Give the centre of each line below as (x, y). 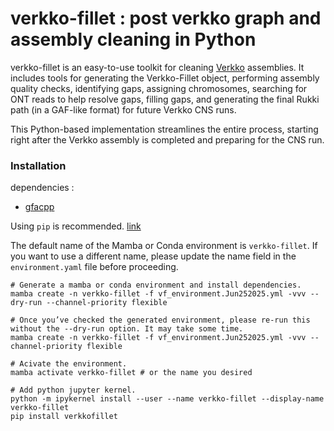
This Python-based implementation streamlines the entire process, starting (164, 129)
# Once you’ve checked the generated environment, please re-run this (160, 320)
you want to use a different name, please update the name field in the (153, 256)
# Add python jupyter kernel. (73, 390)
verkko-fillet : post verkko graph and (166, 18)
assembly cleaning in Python (133, 39)
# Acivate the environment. (69, 364)
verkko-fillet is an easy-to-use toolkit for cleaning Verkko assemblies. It (157, 67)
